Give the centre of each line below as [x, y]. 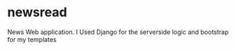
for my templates [32, 39]
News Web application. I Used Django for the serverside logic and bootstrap [118, 32]
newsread [37, 12]
